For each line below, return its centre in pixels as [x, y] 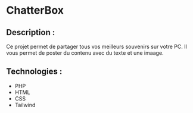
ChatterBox [35, 10]
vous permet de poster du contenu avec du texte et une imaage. [85, 53]
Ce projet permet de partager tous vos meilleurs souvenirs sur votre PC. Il [97, 46]
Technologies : [34, 72]
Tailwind [25, 105]
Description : [31, 32]
